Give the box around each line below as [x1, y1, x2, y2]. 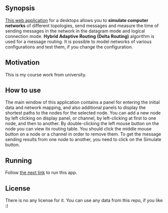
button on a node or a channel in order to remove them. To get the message [5, 131, 161, 137]
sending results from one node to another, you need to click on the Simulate [5, 136, 161, 142]
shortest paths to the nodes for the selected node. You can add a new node [5, 110, 161, 116]
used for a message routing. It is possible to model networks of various [5, 38, 152, 44]
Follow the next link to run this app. [5, 169, 77, 175]
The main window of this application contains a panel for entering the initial [5, 99, 160, 105]
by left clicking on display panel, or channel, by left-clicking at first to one [5, 115, 156, 121]
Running [5, 156, 32, 164]
